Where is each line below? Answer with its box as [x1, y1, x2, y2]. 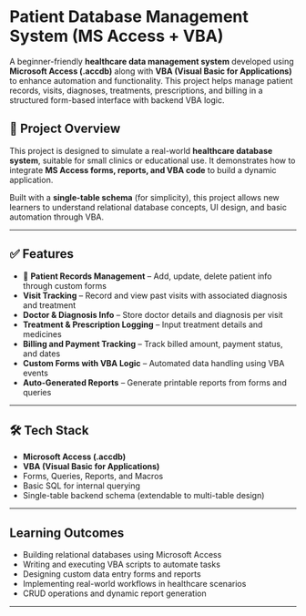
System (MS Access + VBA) [9, 26, 224, 46]
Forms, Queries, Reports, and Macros [22, 471, 164, 482]
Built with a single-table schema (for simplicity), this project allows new [9, 191, 280, 202]
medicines [22, 328, 62, 339]
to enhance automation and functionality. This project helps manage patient [9, 75, 293, 86]
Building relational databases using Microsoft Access [22, 549, 222, 560]
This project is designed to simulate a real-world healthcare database [9, 145, 273, 156]
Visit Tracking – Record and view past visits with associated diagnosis [22, 290, 288, 301]
